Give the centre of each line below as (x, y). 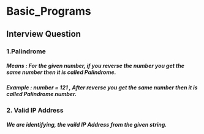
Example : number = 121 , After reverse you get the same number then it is (102, 87)
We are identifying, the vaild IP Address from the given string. (87, 125)
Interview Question (44, 34)
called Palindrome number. (42, 94)
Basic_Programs (49, 11)
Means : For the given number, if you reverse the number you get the (96, 66)
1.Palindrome (26, 51)
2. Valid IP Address (35, 110)
